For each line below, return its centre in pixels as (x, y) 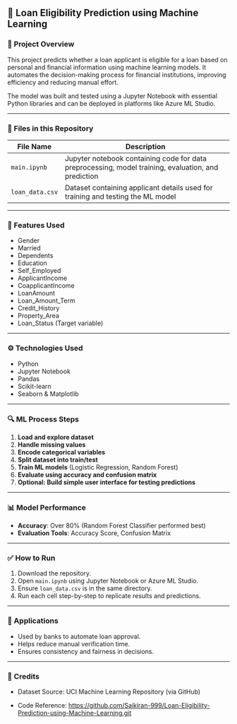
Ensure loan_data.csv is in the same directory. (85, 588)
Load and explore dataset (55, 437)
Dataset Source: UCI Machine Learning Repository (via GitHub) (109, 692)
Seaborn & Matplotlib (48, 394)
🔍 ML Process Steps (43, 419)
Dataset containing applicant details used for (139, 187)
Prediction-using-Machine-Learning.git (74, 713)
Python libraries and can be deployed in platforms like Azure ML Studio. (111, 103)
